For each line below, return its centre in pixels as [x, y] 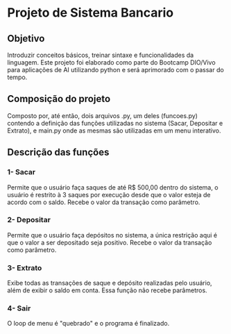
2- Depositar [29, 220]
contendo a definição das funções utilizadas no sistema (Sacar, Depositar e [115, 123]
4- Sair [19, 308]
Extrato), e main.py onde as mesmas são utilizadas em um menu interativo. [114, 131]
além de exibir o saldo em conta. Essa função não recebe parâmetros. [107, 290]
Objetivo [26, 39]
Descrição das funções [58, 152]
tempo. [17, 77]
